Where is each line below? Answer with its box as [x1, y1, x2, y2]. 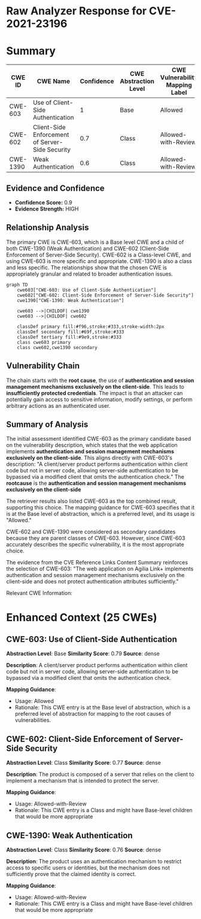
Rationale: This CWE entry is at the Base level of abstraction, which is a [14, 704, 190, 711]
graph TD [6, 282, 28, 288]
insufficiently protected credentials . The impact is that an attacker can [6, 389, 183, 396]
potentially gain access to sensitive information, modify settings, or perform [6, 396, 193, 403]
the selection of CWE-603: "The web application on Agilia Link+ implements [6, 565, 194, 572]
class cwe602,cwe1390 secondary [17, 344, 98, 350]
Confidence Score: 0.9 [14, 199, 73, 206]
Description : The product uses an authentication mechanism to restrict [6, 858, 182, 865]
